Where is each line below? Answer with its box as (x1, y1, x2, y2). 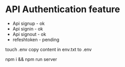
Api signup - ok (12, 20, 45, 26)
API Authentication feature (5, 4, 120, 15)
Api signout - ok (12, 31, 47, 37)
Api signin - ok (12, 25, 44, 31)
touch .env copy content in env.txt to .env (5, 46, 92, 52)
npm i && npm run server (5, 56, 57, 62)
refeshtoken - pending (12, 37, 60, 43)
